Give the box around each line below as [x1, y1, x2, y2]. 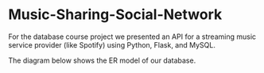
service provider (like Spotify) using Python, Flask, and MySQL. [8, 40, 216, 49]
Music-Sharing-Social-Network [8, 6, 223, 24]
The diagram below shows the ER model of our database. [8, 56, 196, 65]
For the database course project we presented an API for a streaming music [8, 32, 257, 41]
